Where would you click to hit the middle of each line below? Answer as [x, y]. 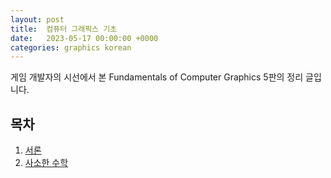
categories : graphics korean [71, 47]
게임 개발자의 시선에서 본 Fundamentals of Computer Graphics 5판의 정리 [157, 77]
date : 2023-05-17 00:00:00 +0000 [84, 38]
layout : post [37, 19]
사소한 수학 [46, 163]
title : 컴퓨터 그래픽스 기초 [64, 29]
